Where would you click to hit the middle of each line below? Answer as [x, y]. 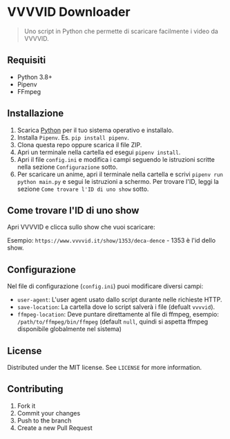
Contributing [35, 389]
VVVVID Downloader [69, 12]
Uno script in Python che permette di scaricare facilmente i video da [121, 31]
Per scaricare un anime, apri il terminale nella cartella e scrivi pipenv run [120, 174]
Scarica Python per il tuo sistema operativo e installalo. [95, 130]
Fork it [26, 406]
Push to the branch [44, 420]
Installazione [36, 114]
